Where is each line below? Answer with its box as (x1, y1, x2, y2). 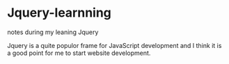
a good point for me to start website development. (7, 49, 151, 57)
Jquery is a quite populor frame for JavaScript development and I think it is (7, 41, 222, 49)
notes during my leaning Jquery (7, 28, 99, 36)
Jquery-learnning (7, 5, 111, 21)
